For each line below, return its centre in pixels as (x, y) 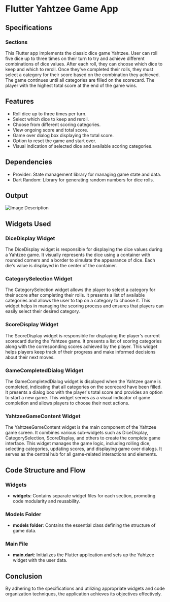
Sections (16, 42)
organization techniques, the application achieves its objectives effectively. (84, 594)
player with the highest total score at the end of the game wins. (71, 85)
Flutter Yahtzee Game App (62, 9)
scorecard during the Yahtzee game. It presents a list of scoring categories (83, 341)
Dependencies (29, 162)
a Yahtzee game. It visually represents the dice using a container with (78, 255)
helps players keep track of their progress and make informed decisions (80, 352)
